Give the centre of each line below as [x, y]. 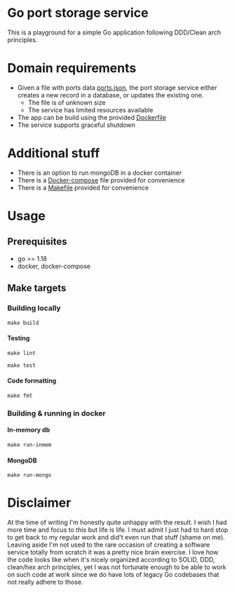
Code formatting [32, 381]
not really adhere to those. [45, 582]
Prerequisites [37, 242]
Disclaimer [39, 503]
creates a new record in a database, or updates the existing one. [110, 95]
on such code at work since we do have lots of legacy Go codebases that [113, 575]
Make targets [37, 288]
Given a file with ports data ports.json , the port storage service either [117, 87]
